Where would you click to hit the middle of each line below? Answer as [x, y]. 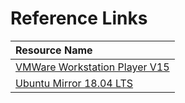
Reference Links [79, 18]
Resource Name [54, 50]
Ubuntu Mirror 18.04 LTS [74, 83]
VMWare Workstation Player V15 [92, 67]
